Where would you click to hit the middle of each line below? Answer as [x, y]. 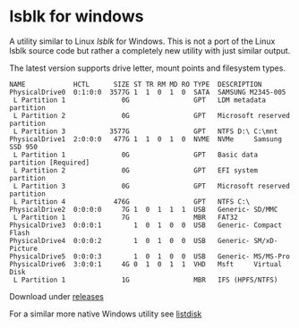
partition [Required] [50, 163]
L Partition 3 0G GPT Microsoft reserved [152, 186]
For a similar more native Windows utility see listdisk [106, 314]
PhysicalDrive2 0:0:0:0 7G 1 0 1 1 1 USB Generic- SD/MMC [144, 209]
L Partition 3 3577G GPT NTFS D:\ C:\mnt [145, 131]
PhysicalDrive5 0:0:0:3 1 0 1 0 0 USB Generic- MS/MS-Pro [150, 257]
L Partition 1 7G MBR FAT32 [126, 217]
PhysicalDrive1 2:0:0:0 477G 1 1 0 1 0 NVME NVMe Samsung [145, 139]
